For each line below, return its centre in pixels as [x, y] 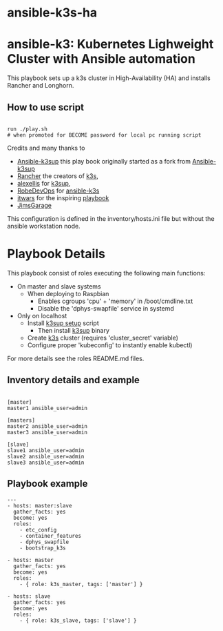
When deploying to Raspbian [68, 293]
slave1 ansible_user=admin [46, 450]
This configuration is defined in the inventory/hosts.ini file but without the [111, 218]
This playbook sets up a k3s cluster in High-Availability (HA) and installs [109, 78]
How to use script [46, 107]
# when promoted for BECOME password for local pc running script [104, 135]
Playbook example [47, 484]
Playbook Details [56, 254]
